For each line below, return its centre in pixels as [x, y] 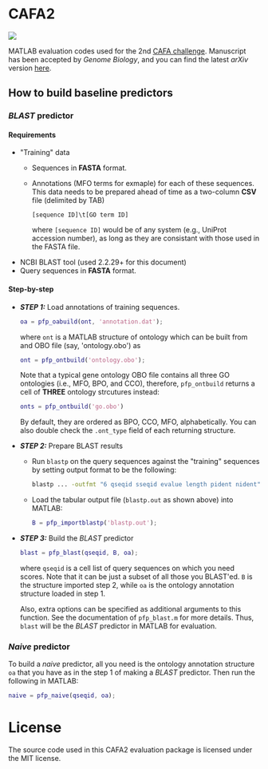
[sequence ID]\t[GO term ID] [80, 215]
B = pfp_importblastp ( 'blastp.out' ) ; [95, 523]
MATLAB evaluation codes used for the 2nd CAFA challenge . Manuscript [127, 51]
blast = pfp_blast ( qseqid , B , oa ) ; [79, 553]
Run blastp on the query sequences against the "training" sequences [146, 462]
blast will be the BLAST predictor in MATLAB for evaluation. [118, 626]
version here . [30, 68]
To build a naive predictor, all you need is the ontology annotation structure [132, 664]
